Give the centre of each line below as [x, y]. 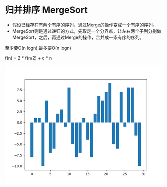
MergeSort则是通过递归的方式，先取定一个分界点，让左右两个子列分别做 [87, 31]
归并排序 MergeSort [47, 10]
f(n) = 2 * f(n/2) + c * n [29, 58]
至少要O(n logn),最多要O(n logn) [38, 48]
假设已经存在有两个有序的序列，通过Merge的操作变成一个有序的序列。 [85, 25]
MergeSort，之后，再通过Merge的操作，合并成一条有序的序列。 [78, 37]
